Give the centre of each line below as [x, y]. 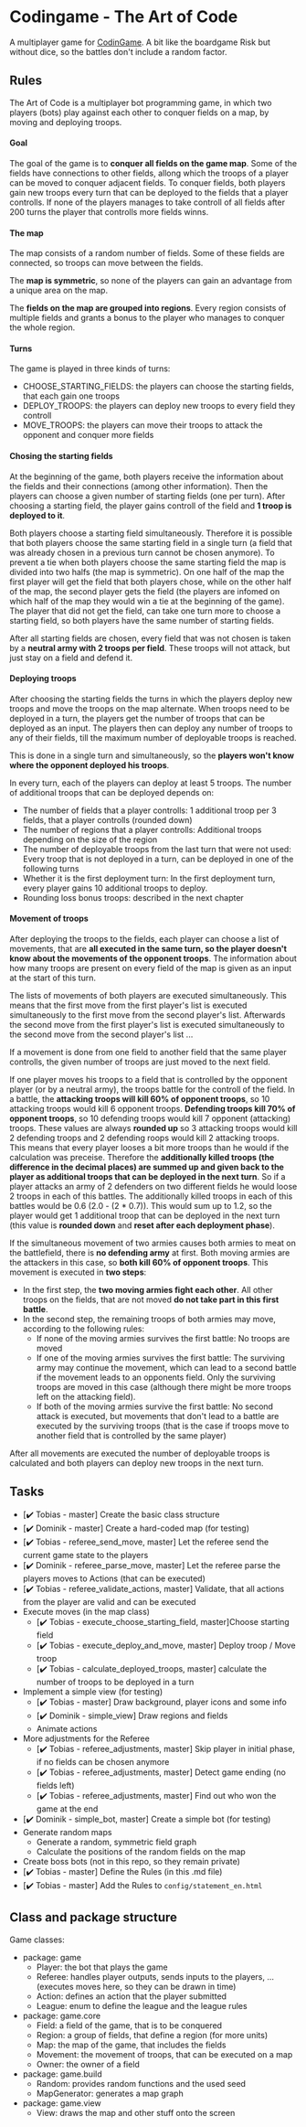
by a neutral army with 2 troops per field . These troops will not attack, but [150, 647]
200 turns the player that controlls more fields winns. [109, 211]
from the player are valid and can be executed [109, 1601]
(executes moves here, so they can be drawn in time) [136, 1986]
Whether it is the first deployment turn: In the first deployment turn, [149, 878]
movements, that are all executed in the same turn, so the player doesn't [148, 948]
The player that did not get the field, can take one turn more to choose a [145, 611]
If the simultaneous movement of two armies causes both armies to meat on [153, 1243]
